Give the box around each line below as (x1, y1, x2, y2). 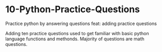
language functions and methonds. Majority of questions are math (5, 36, 145, 42)
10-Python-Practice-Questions (5, 4, 140, 15)
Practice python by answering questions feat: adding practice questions (5, 20, 157, 27)
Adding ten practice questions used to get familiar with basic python (5, 30, 149, 36)
